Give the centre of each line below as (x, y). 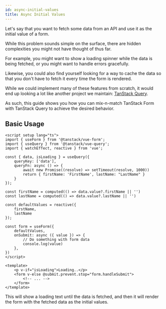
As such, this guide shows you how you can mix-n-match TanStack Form (80, 103)
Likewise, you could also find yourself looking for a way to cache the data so (83, 73)
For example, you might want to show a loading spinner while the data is (79, 58)
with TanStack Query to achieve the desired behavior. (60, 108)
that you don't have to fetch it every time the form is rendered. (69, 78)
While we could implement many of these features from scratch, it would (79, 88)
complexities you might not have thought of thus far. (58, 49)
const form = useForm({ (30, 227)
